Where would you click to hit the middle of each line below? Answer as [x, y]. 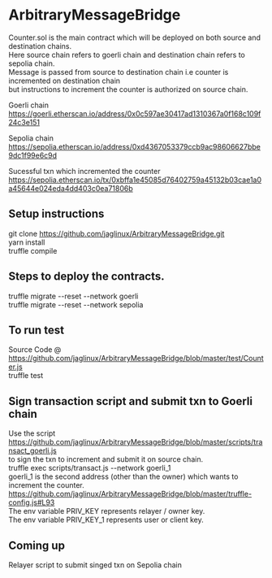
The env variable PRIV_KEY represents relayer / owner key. [107, 511]
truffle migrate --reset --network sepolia [76, 304]
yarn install [27, 242]
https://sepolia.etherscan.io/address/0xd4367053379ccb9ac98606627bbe [135, 146]
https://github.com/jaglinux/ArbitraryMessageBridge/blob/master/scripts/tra [136, 442]
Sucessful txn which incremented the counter [84, 171]
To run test [37, 330]
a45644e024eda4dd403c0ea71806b [71, 188]
